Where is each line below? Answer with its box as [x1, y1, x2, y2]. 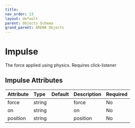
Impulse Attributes [5, 76, 63, 85]
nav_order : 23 [5, 12, 34, 17]
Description [74, 91, 101, 97]
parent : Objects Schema [5, 20, 54, 26]
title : [5, 7, 19, 12]
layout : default [5, 16, 38, 21]
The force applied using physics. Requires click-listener [5, 62, 117, 68]
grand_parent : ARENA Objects [5, 25, 64, 30]
